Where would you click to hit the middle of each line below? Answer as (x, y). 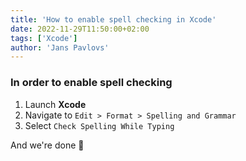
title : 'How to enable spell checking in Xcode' (113, 19)
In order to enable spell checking (91, 83)
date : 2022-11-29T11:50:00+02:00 (80, 29)
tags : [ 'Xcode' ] (44, 38)
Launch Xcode (55, 104)
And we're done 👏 (47, 145)
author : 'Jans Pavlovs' (60, 47)
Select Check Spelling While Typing (99, 125)
